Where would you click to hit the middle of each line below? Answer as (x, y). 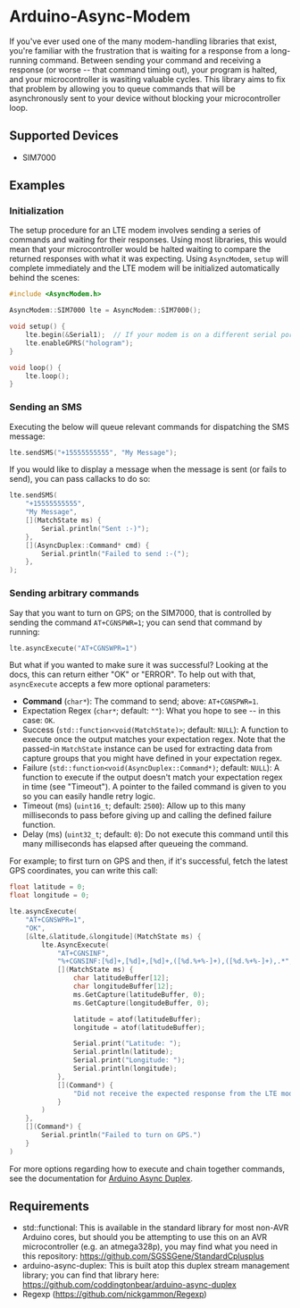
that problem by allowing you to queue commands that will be (122, 89)
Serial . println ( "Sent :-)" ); (96, 528)
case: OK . (38, 721)
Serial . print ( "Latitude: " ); (127, 1043)
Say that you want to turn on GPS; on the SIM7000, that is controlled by (141, 612)
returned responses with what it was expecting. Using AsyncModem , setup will (149, 259)
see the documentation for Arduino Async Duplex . (101, 1178)
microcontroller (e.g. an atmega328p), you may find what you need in (150, 1247)
